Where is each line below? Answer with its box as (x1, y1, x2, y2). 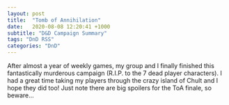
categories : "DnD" (7, 42, 61, 49)
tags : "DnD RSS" (7, 36, 54, 43)
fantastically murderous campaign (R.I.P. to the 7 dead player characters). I (7, 69, 223, 77)
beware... (7, 91, 35, 99)
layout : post (7, 10, 45, 17)
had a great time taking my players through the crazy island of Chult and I (7, 76, 218, 84)
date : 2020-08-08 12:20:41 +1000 (7, 23, 111, 30)
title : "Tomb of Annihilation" (7, 17, 101, 24)
